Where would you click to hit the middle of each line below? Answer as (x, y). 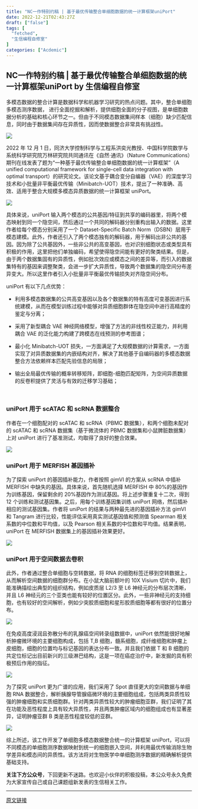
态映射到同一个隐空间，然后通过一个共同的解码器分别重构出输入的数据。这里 (99, 222)
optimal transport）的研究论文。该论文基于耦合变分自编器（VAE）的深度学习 (99, 176)
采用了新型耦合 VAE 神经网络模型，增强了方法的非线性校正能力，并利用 (101, 326)
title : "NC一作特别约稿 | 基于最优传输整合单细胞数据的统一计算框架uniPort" (91, 12)
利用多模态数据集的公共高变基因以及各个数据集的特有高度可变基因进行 (100, 298)
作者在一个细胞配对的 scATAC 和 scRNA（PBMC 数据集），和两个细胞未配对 (97, 423)
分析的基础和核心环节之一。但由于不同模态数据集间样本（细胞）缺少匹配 (99, 116)
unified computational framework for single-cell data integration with (90, 169)
